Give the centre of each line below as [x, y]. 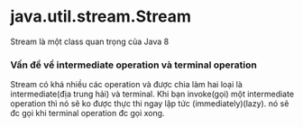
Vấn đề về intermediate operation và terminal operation [134, 65]
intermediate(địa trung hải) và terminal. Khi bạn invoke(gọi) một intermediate [152, 94]
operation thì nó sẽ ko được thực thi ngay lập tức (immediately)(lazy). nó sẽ [150, 104]
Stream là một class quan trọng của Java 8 [90, 41]
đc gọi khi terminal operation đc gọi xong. [87, 113]
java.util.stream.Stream [101, 17]
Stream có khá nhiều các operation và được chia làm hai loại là [126, 85]
